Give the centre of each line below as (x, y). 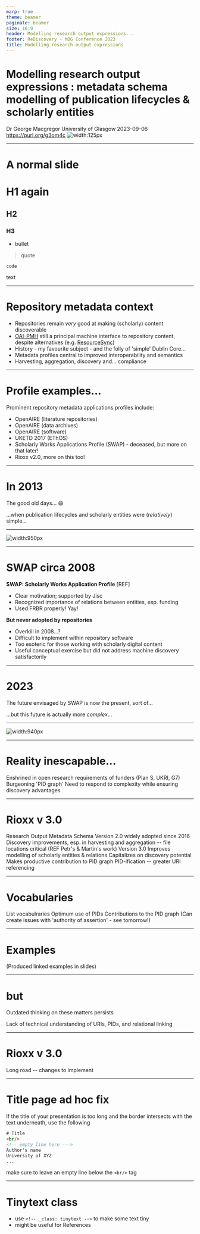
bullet (22, 243)
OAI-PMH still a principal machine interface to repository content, (95, 336)
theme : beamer (24, 17)
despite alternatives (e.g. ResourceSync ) (65, 342)
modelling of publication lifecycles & (98, 100)
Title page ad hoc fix (58, 1100)
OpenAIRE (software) (41, 432)
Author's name (24, 1150)
